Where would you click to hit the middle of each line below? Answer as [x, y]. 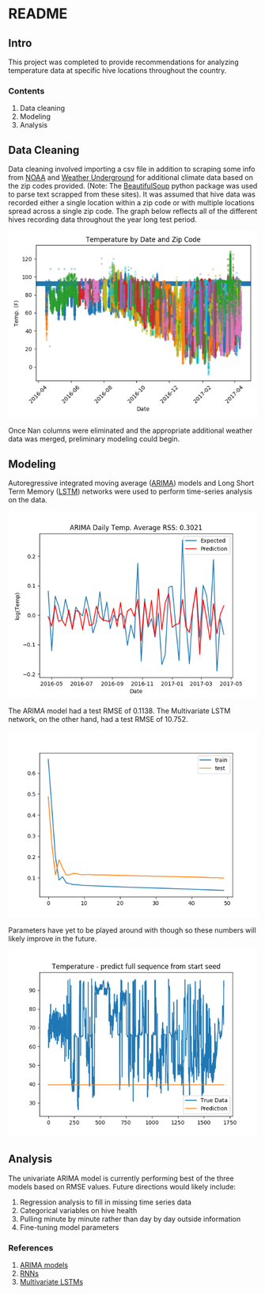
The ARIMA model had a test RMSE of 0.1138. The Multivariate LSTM [119, 711]
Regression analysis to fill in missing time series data [106, 1202]
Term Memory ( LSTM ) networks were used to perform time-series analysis [131, 491]
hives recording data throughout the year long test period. [103, 219]
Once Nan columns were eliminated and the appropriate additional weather [131, 431]
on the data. [28, 499]
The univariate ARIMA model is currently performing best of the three [121, 1178]
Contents [26, 90]
